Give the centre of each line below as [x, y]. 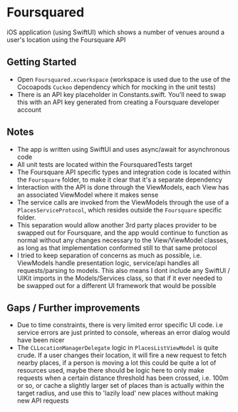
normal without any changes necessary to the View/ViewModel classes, [123, 240]
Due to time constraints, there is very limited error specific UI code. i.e [120, 325]
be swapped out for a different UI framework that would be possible [117, 285]
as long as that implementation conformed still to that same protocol [117, 247]
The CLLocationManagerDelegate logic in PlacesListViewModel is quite [118, 348]
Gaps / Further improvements [73, 308]
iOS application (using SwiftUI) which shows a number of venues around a [116, 32]
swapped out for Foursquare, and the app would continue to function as [123, 232]
